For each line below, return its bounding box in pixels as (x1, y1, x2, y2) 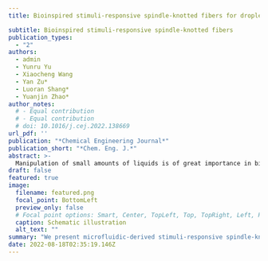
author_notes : (8, 100, 56, 108)
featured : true (8, 174, 59, 182)
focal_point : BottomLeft (15, 196, 98, 204)
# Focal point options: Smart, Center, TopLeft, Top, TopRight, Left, (15, 211, 255, 219)
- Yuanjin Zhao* (15, 92, 69, 100)
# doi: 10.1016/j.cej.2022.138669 (15, 123, 130, 130)
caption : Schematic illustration (15, 218, 127, 227)
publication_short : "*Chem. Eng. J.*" (8, 144, 137, 152)
